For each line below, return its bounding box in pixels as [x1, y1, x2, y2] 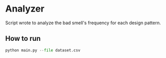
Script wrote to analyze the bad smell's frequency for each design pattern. [5, 20, 161, 26]
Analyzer [5, 3, 45, 15]
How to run [5, 34, 41, 43]
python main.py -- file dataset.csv [5, 47, 81, 53]
